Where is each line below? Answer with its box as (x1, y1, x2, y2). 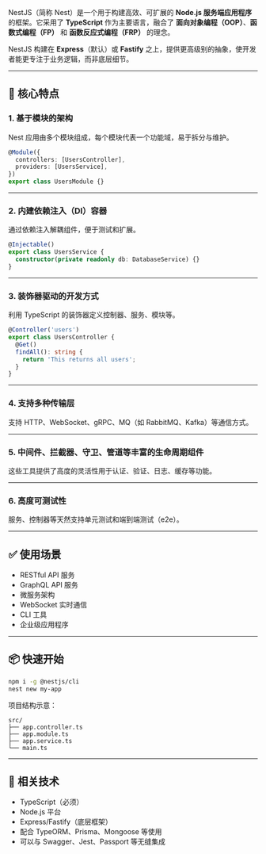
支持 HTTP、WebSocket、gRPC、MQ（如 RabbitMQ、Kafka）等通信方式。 (8, 417, 253, 427)
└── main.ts (8, 744, 47, 752)
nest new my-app (8, 685, 62, 693)
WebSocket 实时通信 (19, 599, 88, 609)
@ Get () (15, 340, 37, 348)
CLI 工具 (19, 610, 47, 619)
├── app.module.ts (8, 730, 69, 738)
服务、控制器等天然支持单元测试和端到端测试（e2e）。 (8, 515, 184, 524)
